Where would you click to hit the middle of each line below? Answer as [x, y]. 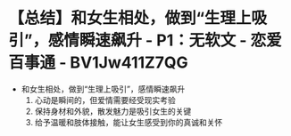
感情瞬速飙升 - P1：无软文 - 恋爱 [165, 40]
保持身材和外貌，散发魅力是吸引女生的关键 [113, 111]
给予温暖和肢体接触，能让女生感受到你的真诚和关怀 [129, 122]
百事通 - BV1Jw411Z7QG [98, 63]
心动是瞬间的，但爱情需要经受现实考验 [105, 100]
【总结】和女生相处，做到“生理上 [130, 18]
